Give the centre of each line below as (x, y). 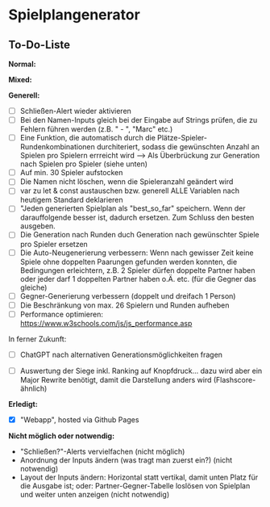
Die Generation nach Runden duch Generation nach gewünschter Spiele (139, 235)
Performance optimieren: (61, 314)
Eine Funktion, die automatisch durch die (87, 138)
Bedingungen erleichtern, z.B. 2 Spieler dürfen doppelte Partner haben (137, 270)
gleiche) (33, 287)
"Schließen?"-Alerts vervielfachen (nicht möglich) (102, 451)
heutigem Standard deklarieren (71, 200)
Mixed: (20, 80)
